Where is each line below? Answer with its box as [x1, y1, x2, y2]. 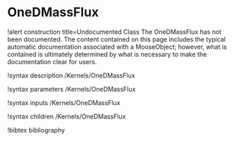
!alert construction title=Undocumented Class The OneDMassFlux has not [7, 27, 222, 36]
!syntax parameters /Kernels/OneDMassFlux [7, 85, 136, 93]
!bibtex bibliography [7, 125, 66, 134]
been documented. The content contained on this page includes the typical [7, 35, 226, 43]
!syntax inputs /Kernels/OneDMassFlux [7, 98, 121, 106]
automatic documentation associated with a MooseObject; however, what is [7, 42, 227, 51]
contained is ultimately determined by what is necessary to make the [7, 50, 207, 59]
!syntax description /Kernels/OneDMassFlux [7, 71, 135, 80]
